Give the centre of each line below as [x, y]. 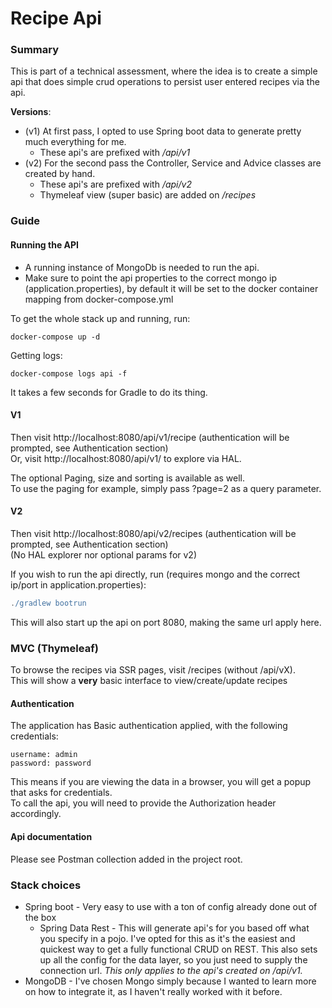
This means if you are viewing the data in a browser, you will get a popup [161, 782]
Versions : [31, 112]
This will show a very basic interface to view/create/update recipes [149, 681]
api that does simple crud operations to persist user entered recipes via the [165, 82]
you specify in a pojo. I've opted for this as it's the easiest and [167, 938]
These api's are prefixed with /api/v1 [115, 153]
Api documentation [51, 836]
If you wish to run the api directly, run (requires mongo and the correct [155, 574]
